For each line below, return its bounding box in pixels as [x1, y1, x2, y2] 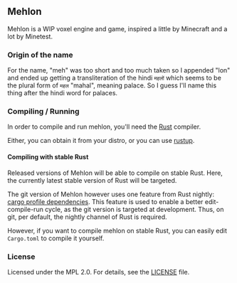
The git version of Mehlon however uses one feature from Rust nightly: [7, 190, 215, 198]
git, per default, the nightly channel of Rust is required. [7, 213, 167, 221]
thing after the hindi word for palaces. [7, 89, 118, 97]
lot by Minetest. [7, 32, 53, 41]
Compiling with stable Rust [7, 153, 89, 161]
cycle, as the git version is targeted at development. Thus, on [45, 205, 224, 213]
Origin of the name [7, 50, 73, 60]
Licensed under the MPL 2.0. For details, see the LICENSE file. [7, 267, 190, 276]
